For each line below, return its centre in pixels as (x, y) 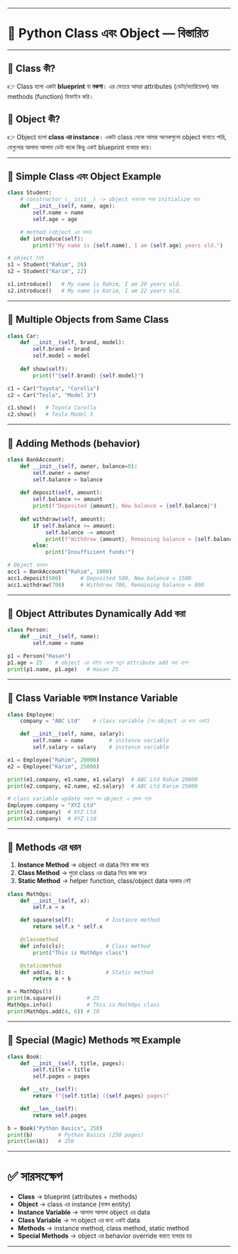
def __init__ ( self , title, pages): (73, 1063)
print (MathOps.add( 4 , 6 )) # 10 (53, 1011)
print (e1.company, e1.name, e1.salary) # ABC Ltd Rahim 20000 (103, 779)
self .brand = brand (62, 349)
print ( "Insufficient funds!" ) (90, 552)
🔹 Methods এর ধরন (44, 848)
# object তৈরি (25, 258)
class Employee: (31, 714)
